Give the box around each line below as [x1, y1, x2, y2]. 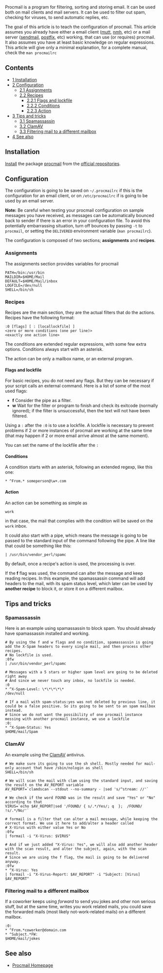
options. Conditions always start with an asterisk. [5, 347, 104, 352]
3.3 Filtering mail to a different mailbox [19, 129, 96, 134]
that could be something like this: [5, 543, 72, 549]
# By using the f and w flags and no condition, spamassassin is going [5, 640, 153, 645]
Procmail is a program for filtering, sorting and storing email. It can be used [5, 4, 156, 10]
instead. [5, 708, 23, 713]
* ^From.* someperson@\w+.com [5, 479, 67, 484]
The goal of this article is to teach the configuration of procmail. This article [5, 24, 156, 30]
